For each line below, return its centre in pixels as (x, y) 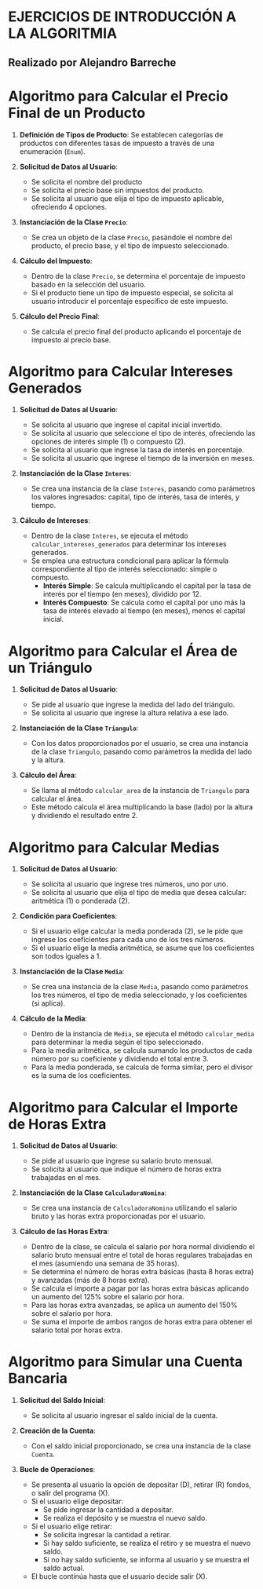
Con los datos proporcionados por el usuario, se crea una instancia (140, 743)
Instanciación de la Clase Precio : (73, 222)
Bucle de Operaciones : (57, 1470)
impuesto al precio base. (71, 340)
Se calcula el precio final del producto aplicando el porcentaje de (136, 331)
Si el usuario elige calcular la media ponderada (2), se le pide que (137, 931)
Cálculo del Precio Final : (60, 316)
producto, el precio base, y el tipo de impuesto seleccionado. (130, 245)
